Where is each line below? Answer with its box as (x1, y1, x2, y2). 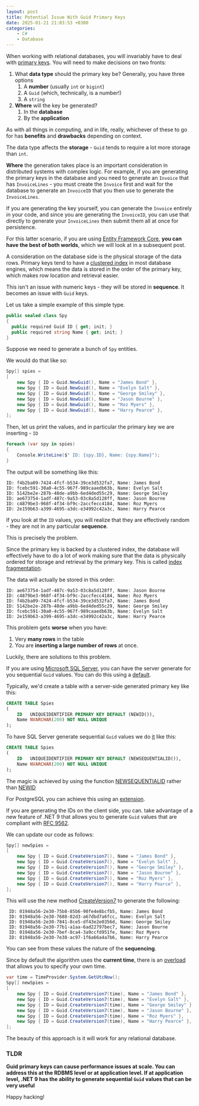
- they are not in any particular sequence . (6, 522, 108, 530)
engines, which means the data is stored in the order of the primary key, (6, 265, 182, 272)
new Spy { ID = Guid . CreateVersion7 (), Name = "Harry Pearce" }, (17, 881, 182, 887)
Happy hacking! (6, 1094, 45, 1101)
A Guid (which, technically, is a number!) (23, 90, 122, 96)
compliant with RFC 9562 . (6, 819, 70, 826)
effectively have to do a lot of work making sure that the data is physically (6, 552, 186, 559)
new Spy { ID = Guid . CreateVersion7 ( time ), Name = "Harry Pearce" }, (17, 1019, 192, 1025)
